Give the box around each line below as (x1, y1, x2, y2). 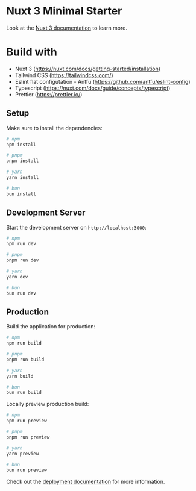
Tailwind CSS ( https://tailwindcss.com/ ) (14, 71, 113, 79)
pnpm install (6, 158, 39, 164)
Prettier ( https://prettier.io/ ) (14, 90, 83, 98)
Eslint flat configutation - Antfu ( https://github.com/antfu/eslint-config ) (14, 78, 191, 85)
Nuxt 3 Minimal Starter (6, 4, 122, 18)
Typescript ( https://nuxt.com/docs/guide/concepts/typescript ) (14, 84, 171, 92)
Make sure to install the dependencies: (6, 124, 103, 131)
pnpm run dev (6, 257, 39, 263)
